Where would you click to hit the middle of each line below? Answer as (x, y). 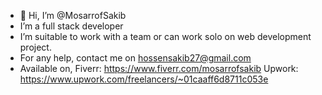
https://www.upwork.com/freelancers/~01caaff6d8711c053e (144, 79)
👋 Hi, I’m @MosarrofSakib (73, 15)
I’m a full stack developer (71, 26)
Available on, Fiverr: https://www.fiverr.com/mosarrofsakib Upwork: (159, 68)
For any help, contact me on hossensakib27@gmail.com (135, 58)
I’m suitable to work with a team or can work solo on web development (165, 36)
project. (35, 47)
